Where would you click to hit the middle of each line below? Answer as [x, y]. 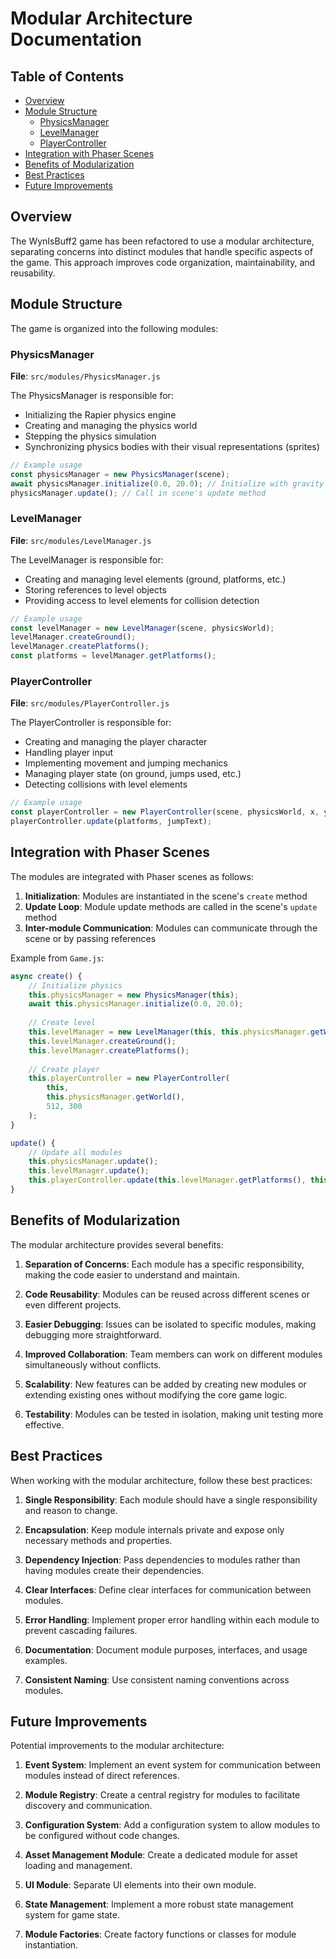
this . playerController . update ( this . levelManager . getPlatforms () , [167, 1180]
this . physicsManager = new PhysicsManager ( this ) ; [134, 995]
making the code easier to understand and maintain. [132, 1274]
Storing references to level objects [95, 589]
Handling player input [69, 753]
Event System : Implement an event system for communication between [172, 1765]
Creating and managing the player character [116, 742]
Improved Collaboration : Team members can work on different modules [173, 1354]
